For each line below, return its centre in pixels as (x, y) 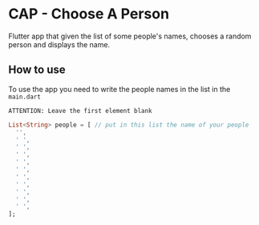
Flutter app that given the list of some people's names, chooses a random (130, 36)
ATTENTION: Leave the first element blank (80, 110)
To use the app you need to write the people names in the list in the (119, 89)
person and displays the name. (59, 44)
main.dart (25, 97)
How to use (37, 70)
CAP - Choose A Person (89, 14)
